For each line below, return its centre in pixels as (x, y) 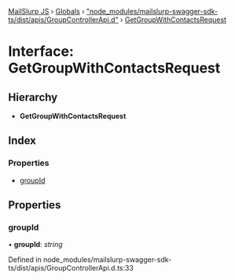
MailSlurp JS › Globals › (46, 11)
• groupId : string (35, 245)
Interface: (41, 52)
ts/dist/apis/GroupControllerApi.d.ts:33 (71, 268)
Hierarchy (33, 97)
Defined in (25, 260)
